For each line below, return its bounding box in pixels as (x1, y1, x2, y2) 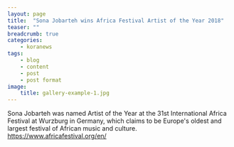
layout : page (7, 10, 46, 18)
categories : (7, 37, 43, 44)
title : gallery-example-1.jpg (20, 89, 110, 97)
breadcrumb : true (7, 30, 59, 38)
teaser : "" (7, 23, 40, 31)
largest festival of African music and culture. (7, 124, 137, 133)
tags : (7, 50, 23, 58)
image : (7, 83, 27, 90)
